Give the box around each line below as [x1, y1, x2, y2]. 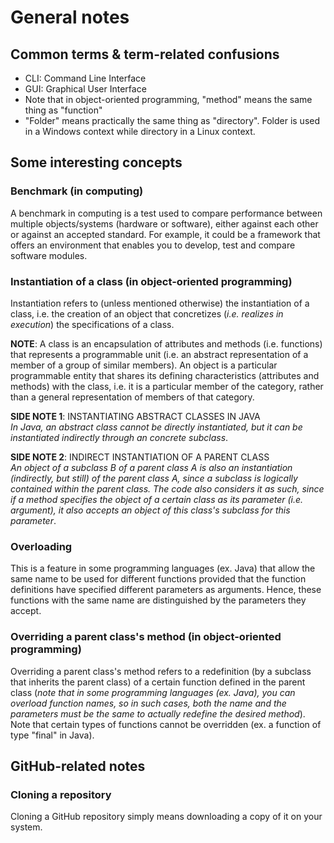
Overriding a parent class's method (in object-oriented [10, 630, 282, 644]
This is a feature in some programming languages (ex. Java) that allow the [10, 562, 316, 575]
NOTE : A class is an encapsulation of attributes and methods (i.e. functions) [10, 337, 323, 350]
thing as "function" [24, 104, 103, 116]
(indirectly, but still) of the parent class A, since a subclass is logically [10, 472, 298, 484]
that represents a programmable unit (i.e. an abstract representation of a [10, 348, 309, 360]
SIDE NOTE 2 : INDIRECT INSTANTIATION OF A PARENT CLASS [10, 451, 270, 463]
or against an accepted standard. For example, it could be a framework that [10, 228, 321, 240]
